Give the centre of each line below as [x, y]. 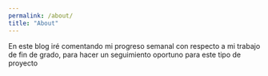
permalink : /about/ [41, 16]
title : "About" [34, 23]
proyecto [23, 63]
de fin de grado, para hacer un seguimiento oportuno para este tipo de [125, 54]
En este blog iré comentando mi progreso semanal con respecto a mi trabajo [134, 46]
